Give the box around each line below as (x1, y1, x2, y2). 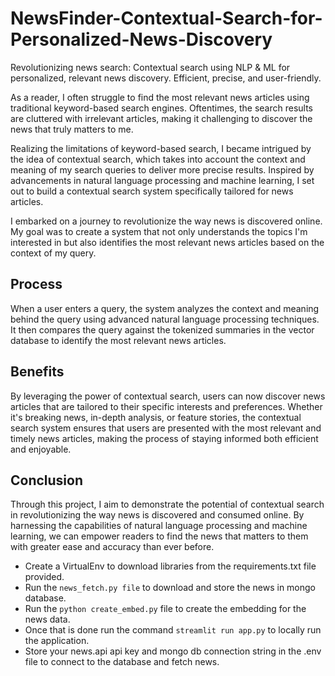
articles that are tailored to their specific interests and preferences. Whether (10, 400, 323, 412)
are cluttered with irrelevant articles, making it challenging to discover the (10, 112, 313, 124)
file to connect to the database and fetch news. (24, 656, 220, 668)
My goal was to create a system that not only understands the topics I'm (10, 225, 308, 237)
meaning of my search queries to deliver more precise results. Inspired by (10, 163, 315, 176)
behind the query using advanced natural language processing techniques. (10, 313, 320, 325)
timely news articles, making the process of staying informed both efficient (10, 432, 319, 444)
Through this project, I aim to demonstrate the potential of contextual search (10, 498, 325, 511)
